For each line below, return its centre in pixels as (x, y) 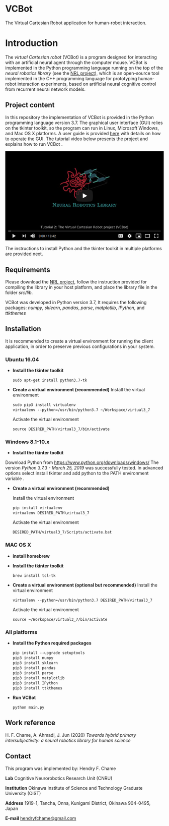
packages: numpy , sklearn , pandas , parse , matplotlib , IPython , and (75, 308)
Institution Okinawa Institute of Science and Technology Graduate (74, 788)
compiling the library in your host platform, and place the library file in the (81, 287)
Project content (30, 105)
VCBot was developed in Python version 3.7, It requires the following (76, 302)
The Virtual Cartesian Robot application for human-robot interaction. (76, 23)
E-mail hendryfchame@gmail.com (41, 818)
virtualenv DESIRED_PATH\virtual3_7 (51, 513)
